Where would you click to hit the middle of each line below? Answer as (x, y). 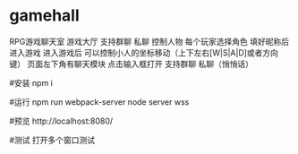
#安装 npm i (31, 82)
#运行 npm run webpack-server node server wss (99, 102)
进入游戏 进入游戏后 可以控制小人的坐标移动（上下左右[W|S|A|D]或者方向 (144, 52)
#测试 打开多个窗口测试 (52, 140)
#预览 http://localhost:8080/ (61, 121)
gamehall (45, 16)
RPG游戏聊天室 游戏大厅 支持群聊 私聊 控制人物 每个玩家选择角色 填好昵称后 (149, 41)
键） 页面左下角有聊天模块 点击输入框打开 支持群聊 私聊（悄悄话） (131, 64)
